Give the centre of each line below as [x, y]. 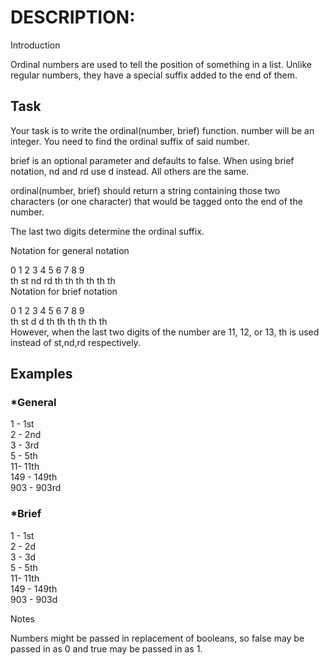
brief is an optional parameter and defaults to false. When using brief [152, 160]
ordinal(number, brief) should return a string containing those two [145, 190]
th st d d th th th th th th [59, 321]
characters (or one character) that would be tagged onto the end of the [156, 201]
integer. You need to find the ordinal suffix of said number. [130, 141]
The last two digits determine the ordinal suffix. [107, 231]
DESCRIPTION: [73, 17]
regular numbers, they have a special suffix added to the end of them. [154, 75]
